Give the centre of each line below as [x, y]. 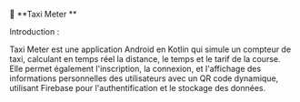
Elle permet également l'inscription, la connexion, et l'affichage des [135, 69]
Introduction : [35, 31]
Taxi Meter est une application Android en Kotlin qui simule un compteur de [150, 49]
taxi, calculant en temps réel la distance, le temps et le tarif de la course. [145, 59]
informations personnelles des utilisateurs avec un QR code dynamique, [144, 78]
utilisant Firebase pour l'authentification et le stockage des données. [138, 88]
